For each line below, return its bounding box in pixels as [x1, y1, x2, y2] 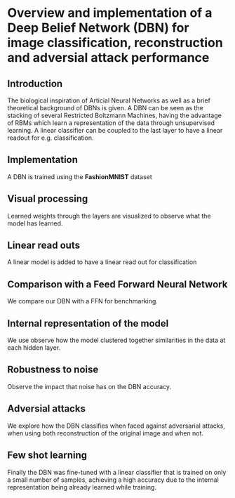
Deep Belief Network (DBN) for [7, 20, 189, 36]
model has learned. [7, 219, 63, 228]
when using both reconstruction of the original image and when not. [7, 428, 204, 437]
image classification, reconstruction [7, 35, 223, 51]
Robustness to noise [7, 364, 99, 376]
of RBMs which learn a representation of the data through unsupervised [7, 119, 215, 127]
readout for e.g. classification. [7, 133, 94, 142]
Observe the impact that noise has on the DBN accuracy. [7, 382, 172, 391]
